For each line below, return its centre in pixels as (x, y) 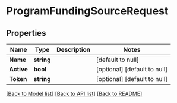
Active (19, 69)
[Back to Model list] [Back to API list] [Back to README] (74, 94)
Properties (26, 33)
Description (73, 50)
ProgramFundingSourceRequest (87, 11)
